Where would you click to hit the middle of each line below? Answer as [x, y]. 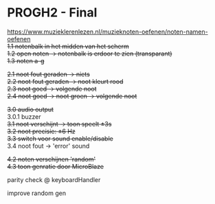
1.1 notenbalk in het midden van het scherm [68, 46]
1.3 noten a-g [26, 60]
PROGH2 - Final [52, 13]
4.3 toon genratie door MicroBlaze [56, 166]
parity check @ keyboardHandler [54, 179]
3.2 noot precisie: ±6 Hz [41, 131]
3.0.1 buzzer [24, 116]
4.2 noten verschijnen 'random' [52, 159]
